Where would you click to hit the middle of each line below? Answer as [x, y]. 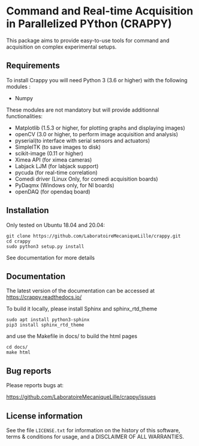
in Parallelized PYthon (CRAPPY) [89, 24]
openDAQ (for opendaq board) [53, 191]
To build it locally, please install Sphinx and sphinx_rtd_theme [82, 309]
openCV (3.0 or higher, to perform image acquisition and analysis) [97, 134]
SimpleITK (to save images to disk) [58, 147]
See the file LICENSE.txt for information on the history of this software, [94, 430]
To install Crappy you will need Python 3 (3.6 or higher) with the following [97, 80]
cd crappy [19, 241]
